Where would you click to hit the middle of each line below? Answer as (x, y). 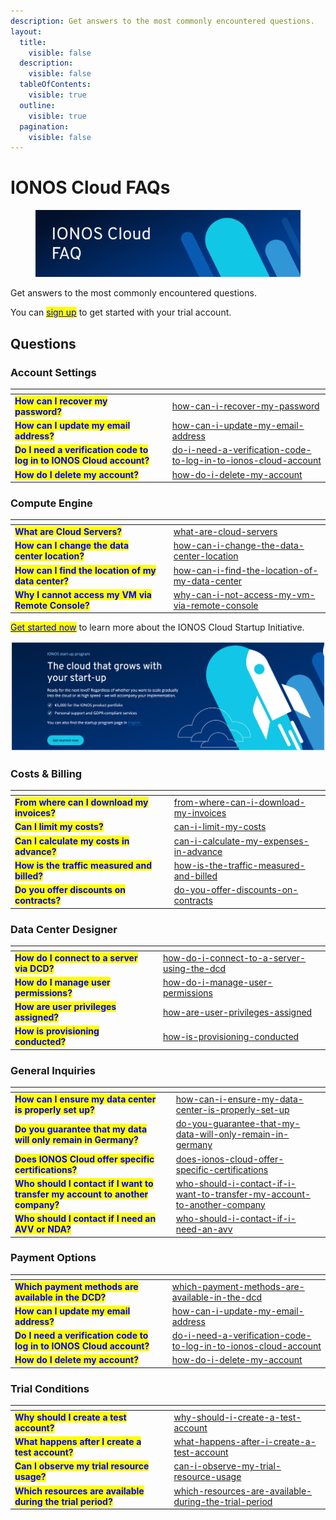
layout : (26, 31)
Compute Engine (51, 503)
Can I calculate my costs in (72, 841)
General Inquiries (53, 1070)
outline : (37, 105)
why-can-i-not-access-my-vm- (244, 594)
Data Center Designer (64, 929)
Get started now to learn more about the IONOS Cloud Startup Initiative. (157, 627)
